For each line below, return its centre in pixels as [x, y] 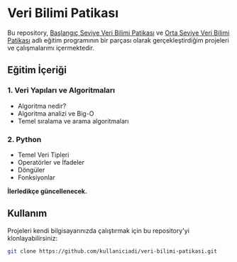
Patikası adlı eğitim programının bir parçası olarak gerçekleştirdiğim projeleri [118, 40]
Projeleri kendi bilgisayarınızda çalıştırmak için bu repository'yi [99, 230]
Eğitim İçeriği [37, 70]
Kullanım [27, 213]
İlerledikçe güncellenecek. [47, 191]
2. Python [24, 139]
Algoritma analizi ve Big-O [56, 113]
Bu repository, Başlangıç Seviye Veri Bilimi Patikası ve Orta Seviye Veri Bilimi [118, 33]
